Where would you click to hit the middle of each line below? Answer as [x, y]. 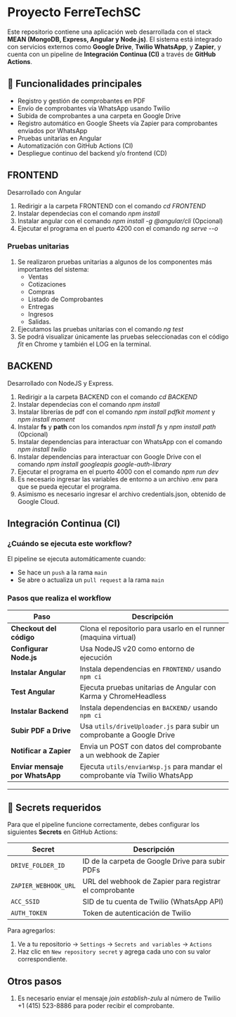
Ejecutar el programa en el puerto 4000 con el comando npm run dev [118, 472]
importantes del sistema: [53, 269]
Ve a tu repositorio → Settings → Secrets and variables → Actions [114, 945]
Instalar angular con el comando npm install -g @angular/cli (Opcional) [120, 221]
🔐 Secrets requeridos [54, 808]
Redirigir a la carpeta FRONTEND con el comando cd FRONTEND [111, 206]
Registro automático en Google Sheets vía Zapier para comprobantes [117, 123]
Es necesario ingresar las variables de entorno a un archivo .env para [118, 479]
